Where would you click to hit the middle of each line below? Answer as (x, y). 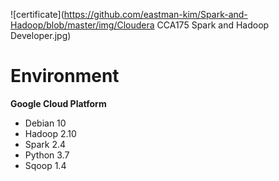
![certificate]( (37, 14)
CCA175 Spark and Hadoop (213, 25)
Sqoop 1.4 (45, 165)
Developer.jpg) (41, 35)
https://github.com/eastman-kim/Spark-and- (155, 14)
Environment (65, 76)
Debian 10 (45, 123)
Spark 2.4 (45, 144)
